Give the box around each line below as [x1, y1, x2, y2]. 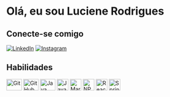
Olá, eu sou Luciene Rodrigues [6, 4, 164, 18]
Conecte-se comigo [6, 29, 84, 39]
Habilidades [6, 62, 53, 73]
